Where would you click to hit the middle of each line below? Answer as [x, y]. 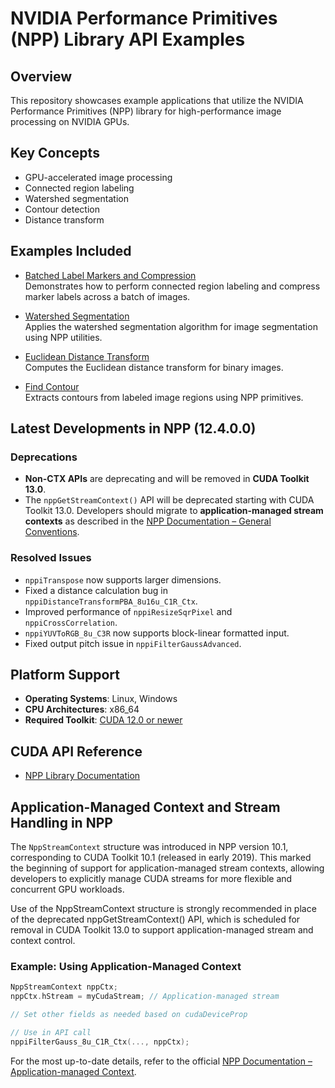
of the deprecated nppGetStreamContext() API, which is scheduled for [155, 919]
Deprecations [44, 457]
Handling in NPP [61, 822]
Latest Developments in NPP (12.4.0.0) [133, 428]
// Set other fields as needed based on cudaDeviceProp [129, 1015]
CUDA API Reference [76, 751]
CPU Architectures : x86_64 [82, 709]
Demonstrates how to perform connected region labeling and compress [172, 286]
